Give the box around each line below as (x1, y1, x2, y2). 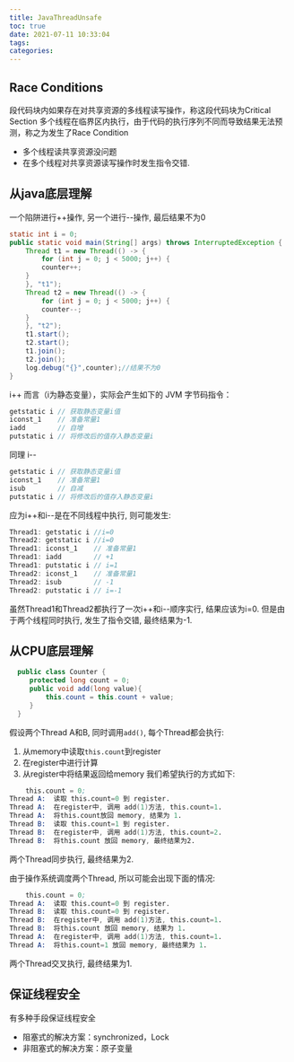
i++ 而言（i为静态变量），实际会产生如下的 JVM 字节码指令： (9, 389, 232, 399)
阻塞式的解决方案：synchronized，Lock (22, 1031, 169, 1042)
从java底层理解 (9, 186, 92, 202)
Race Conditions (9, 80, 104, 95)
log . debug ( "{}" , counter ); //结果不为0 (25, 363, 161, 373)
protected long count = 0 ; (29, 676, 130, 685)
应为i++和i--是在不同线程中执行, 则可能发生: (9, 509, 172, 521)
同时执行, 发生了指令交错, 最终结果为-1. (48, 614, 193, 625)
